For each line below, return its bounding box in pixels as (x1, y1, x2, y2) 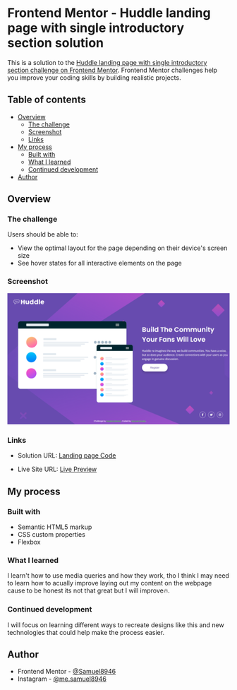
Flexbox (17, 538, 41, 546)
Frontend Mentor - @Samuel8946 (17, 667, 116, 676)
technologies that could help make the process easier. (7, 628, 164, 636)
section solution (7, 35, 104, 51)
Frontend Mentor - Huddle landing (7, 5, 211, 21)
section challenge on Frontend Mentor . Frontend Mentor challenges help (7, 66, 217, 74)
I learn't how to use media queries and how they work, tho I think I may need (7, 571, 229, 580)
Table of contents (7, 94, 86, 106)
